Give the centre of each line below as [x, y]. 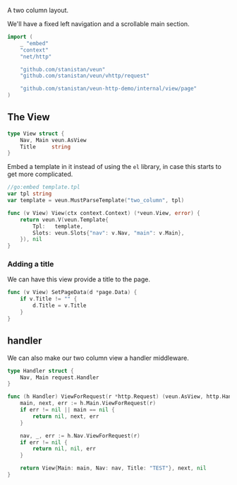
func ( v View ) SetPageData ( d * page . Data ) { [72, 293]
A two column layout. [38, 10]
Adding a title [31, 264]
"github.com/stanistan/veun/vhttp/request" [85, 76]
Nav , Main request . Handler [60, 378]
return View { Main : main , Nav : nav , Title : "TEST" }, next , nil [113, 468]
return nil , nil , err [65, 449]
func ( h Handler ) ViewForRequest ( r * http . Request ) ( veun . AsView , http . [115, 397]
